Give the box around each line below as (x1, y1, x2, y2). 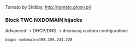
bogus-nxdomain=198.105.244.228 (5, 37, 72, 43)
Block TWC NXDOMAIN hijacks (5, 16, 82, 23)
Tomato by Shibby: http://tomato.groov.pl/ (5, 4, 91, 10)
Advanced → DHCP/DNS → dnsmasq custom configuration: (5, 28, 128, 34)
